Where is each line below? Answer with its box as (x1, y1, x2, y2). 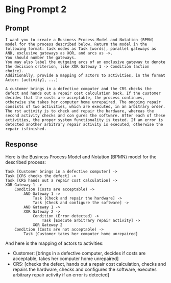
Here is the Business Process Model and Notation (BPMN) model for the (5, 154, 157, 160)
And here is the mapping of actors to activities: (5, 240, 104, 246)
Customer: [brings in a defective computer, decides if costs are (12, 250, 146, 256)
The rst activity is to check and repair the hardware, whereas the (5, 108, 154, 114)
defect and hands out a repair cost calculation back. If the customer (5, 91, 161, 96)
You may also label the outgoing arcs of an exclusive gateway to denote (5, 60, 166, 65)
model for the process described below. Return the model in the (5, 42, 147, 47)
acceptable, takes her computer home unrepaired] (12, 256, 119, 262)
